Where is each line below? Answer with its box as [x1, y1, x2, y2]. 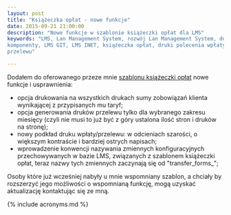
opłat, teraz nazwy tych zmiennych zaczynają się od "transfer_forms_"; [16, 159, 219, 167]
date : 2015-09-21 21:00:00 [7, 23, 85, 29]
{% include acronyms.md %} [7, 200, 89, 208]
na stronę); [16, 123, 48, 131]
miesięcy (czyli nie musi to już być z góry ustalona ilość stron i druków [16, 115, 217, 123]
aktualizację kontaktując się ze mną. [7, 186, 110, 195]
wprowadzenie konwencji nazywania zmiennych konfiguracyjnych [16, 144, 205, 153]
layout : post [7, 10, 45, 17]
